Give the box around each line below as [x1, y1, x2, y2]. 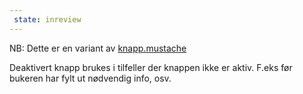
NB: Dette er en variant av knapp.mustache [9, 42, 187, 54]
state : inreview [13, 14, 82, 25]
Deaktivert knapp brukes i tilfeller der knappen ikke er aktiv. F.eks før [9, 61, 293, 73]
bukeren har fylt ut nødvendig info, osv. [9, 72, 172, 84]
